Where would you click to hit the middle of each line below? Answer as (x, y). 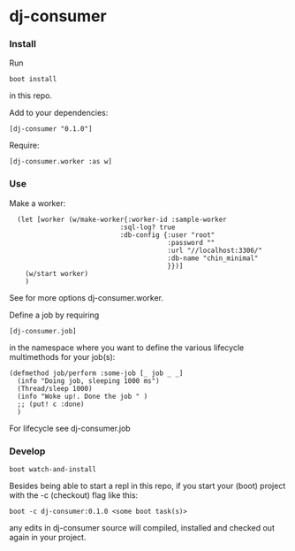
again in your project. (48, 538)
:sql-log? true (147, 227)
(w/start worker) (57, 273)
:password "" (191, 242)
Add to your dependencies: (59, 113)
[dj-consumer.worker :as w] (61, 162)
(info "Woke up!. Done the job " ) (83, 396)
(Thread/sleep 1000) (55, 388)
